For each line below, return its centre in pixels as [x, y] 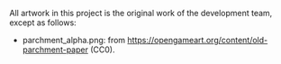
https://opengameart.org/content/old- [198, 40]
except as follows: [43, 23]
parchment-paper [55, 50]
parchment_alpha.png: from [74, 40]
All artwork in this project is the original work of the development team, [141, 13]
